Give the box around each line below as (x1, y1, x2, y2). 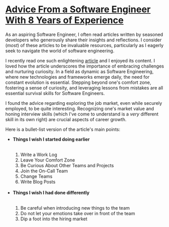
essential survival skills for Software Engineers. (5, 90, 105, 96)
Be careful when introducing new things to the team (20, 205, 130, 211)
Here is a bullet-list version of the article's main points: (5, 126, 120, 132)
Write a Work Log (20, 151, 57, 157)
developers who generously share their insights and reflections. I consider (5, 37, 162, 43)
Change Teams (20, 173, 53, 179)
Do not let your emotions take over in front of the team (20, 210, 135, 216)
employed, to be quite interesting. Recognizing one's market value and (5, 105, 155, 111)
